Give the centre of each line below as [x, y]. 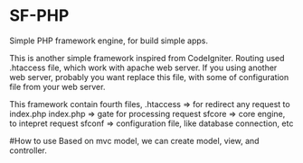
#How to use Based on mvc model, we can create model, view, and [134, 140]
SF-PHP [39, 16]
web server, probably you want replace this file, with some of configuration [149, 77]
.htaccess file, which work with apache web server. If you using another [143, 68]
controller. [28, 150]
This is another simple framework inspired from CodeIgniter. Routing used [147, 58]
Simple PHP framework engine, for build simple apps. [109, 41]
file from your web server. [57, 86]
